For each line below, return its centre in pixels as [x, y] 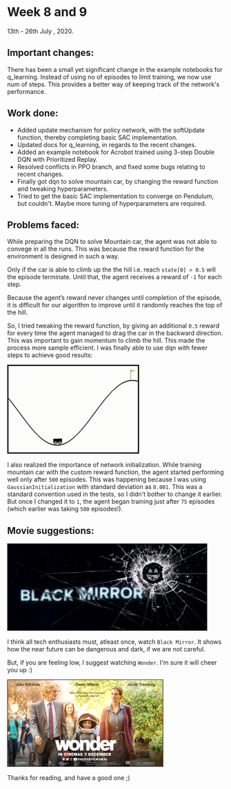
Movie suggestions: [51, 530]
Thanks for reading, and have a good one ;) [69, 778]
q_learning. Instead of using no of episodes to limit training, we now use [109, 77]
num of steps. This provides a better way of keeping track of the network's [113, 84]
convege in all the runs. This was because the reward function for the [106, 249]
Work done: [33, 114]
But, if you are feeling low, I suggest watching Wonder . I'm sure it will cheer [112, 663]
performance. [27, 91]
